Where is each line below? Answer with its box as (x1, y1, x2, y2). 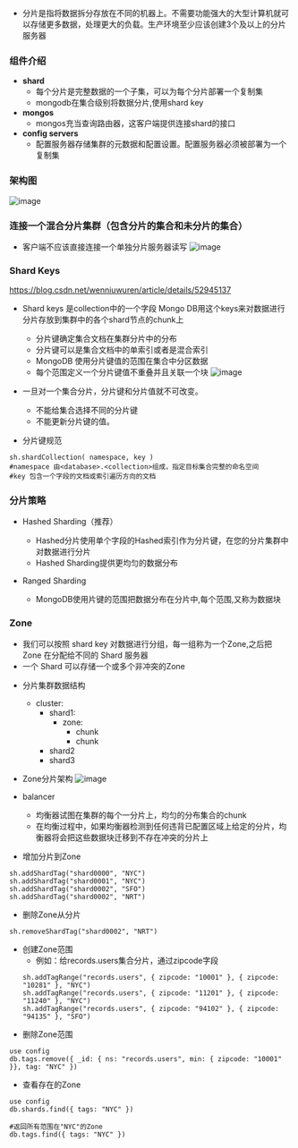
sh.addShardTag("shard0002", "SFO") (9, 884, 146, 893)
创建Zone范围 (21, 943, 73, 955)
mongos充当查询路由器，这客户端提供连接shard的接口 (35, 118, 236, 129)
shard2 (48, 745, 76, 756)
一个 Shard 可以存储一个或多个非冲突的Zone (21, 660, 186, 671)
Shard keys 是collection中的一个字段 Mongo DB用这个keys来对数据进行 (21, 303, 285, 314)
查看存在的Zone (21, 1079, 81, 1090)
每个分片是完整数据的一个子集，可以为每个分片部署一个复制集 (35, 86, 264, 97)
